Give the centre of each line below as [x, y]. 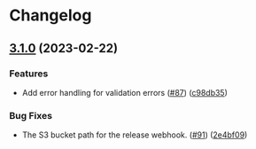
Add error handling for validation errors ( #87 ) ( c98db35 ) [125, 92]
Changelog [50, 16]
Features [29, 74]
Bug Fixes [31, 115]
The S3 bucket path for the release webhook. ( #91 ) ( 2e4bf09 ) [135, 135]
